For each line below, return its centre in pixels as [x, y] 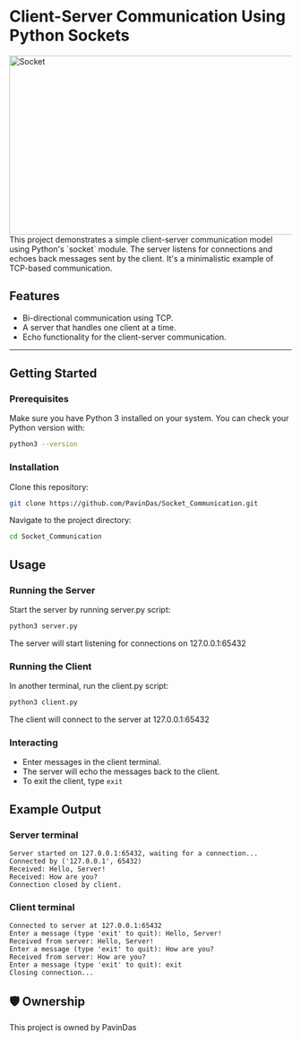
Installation [34, 468]
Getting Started [53, 374]
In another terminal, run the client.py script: [89, 686]
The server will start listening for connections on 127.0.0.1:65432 [128, 643]
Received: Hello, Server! [57, 869]
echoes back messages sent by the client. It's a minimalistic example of [142, 258]
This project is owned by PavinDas [73, 1028]
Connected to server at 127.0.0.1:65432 [86, 926]
